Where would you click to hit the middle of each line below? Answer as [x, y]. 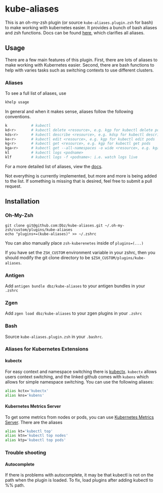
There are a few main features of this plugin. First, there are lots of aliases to [81, 60]
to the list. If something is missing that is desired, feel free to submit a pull [79, 181]
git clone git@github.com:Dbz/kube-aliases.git [54, 225]
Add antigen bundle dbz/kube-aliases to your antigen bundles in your [75, 286]
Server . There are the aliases [34, 422]
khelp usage [17, 102]
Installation [22, 202]
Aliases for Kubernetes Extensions [47, 349]
